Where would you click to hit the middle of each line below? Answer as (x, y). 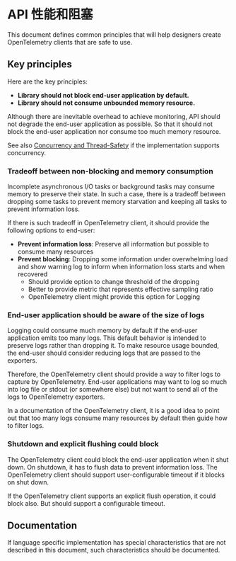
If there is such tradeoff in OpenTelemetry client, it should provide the (108, 223)
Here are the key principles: (48, 81)
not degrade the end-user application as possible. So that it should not (110, 124)
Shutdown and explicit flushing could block (83, 444)
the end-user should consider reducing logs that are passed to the (104, 353)
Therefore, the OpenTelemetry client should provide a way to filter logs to (114, 374)
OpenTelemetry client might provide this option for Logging (114, 297)
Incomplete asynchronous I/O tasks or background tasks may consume (111, 187)
